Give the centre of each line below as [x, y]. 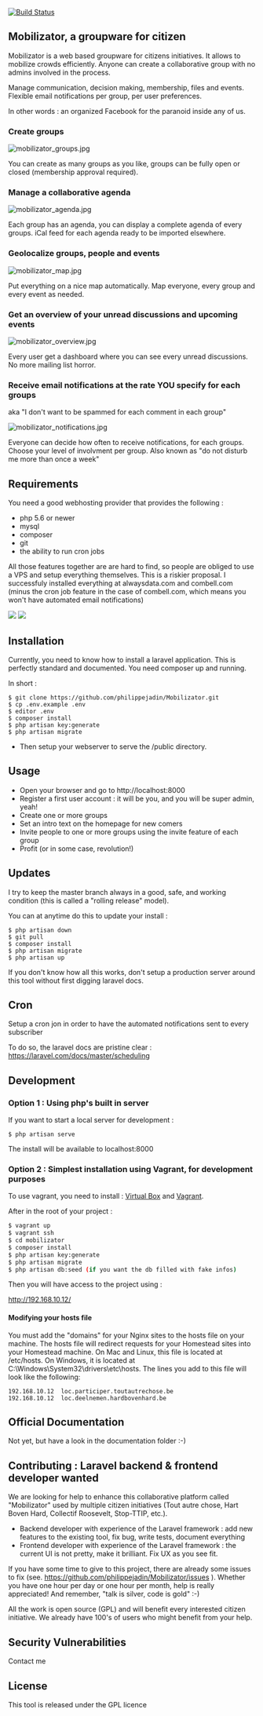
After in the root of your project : [60, 1211]
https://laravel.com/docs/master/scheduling [79, 1056]
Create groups [36, 131]
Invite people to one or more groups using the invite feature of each [129, 831]
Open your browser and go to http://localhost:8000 [102, 790]
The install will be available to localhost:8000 [81, 1149]
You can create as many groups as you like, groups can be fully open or [124, 164]
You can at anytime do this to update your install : [88, 915]
